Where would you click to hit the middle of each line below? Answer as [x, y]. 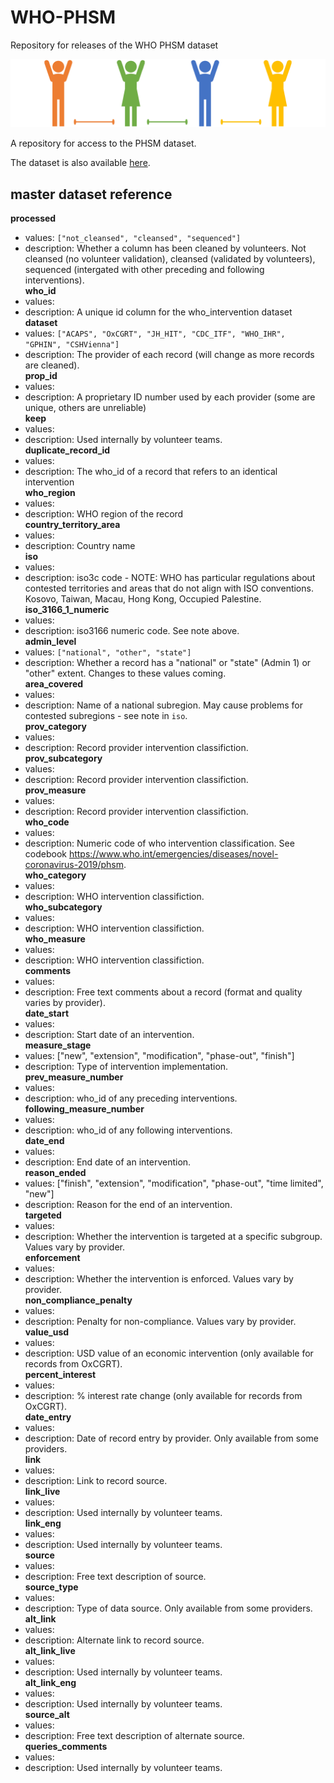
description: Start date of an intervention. [109, 1035]
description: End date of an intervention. [108, 1162]
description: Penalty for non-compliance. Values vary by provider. [160, 1322]
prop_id [41, 376]
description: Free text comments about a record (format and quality [163, 992]
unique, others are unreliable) [85, 408]
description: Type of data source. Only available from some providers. [168, 1608]
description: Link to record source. [96, 1481]
